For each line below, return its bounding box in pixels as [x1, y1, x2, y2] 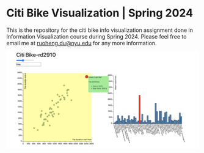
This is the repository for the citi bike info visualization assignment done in [6, 26, 194, 34]
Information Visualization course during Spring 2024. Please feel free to [6, 32, 187, 40]
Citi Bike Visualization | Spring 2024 [6, 6, 194, 20]
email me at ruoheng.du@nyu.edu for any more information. [6, 39, 157, 47]
